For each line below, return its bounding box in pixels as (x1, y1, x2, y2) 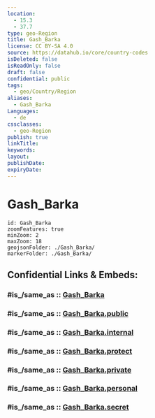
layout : (7, 153, 30, 161)
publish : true (7, 134, 49, 140)
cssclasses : (7, 120, 42, 128)
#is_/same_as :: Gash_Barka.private (7, 365, 132, 375)
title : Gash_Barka (7, 36, 61, 43)
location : (7, 10, 36, 17)
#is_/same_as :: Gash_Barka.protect (7, 346, 133, 356)
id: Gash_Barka (7, 219, 52, 226)
